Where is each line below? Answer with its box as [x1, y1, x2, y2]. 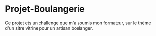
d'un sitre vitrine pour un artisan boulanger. [5, 25, 93, 31]
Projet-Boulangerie [5, 3, 85, 15]
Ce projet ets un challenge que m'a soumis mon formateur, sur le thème [5, 20, 151, 26]
